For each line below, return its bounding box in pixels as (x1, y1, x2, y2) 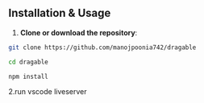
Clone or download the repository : (19, 27, 138, 37)
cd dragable (8, 58, 48, 66)
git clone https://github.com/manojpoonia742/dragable (8, 43, 197, 51)
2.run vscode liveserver (8, 87, 87, 97)
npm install (8, 72, 48, 80)
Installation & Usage (8, 6, 111, 20)
